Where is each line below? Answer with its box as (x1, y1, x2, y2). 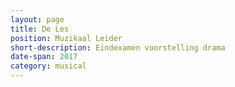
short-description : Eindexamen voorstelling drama (10, 42, 226, 53)
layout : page (10, 14, 65, 25)
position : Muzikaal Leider (10, 33, 123, 43)
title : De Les (10, 24, 70, 34)
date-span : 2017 (10, 52, 78, 62)
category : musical (10, 61, 87, 71)
